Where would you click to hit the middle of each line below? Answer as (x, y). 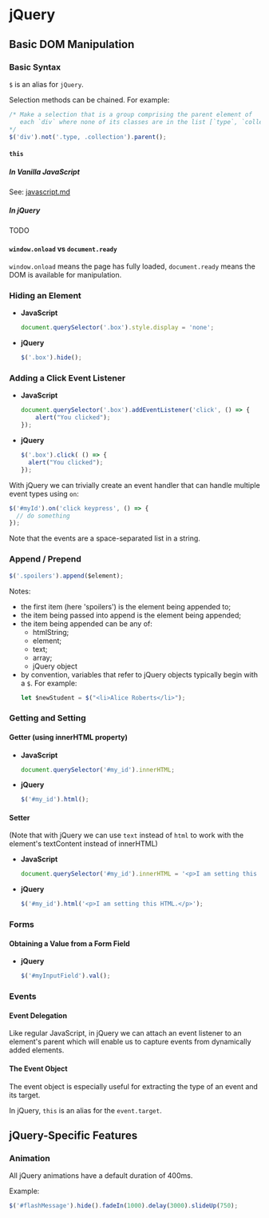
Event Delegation (38, 1015)
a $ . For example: (49, 683)
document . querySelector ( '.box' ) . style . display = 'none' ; (117, 328)
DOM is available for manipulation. (65, 275)
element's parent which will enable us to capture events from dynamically (130, 1042)
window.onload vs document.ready (63, 249)
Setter (20, 817)
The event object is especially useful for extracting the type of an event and (134, 1086)
